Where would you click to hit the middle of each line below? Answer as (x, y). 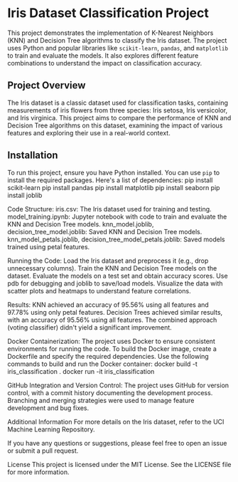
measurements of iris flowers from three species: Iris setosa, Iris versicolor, (118, 110)
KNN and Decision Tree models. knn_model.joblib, (81, 224)
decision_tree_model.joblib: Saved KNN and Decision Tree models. (105, 231)
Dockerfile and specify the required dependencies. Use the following (108, 356)
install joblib (25, 195)
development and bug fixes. (48, 408)
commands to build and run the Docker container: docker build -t (102, 364)
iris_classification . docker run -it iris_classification (81, 371)
